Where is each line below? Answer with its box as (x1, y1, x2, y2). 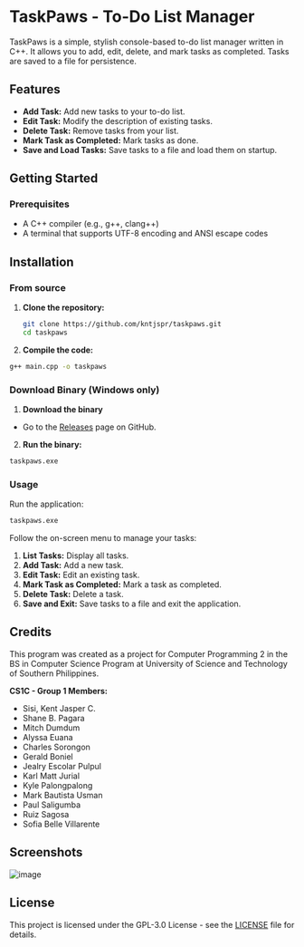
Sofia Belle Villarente (22, 818, 100, 829)
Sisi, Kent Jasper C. (22, 702, 97, 713)
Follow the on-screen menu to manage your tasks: (9, 533, 197, 544)
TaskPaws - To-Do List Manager (9, 6, 255, 27)
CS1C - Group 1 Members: (9, 685, 109, 696)
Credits (9, 624, 52, 640)
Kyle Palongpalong (22, 779, 93, 790)
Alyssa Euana (22, 731, 74, 742)
